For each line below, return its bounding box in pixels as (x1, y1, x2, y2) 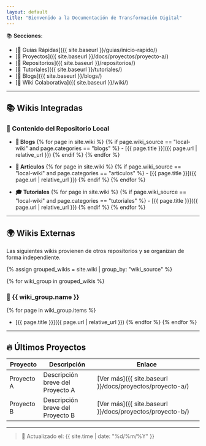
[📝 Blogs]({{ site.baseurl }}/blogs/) (15, 72, 102, 80)
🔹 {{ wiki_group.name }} (6, 292, 80, 301)
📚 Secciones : (6, 32, 43, 39)
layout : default (6, 9, 48, 15)
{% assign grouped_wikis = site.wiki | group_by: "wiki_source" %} (6, 266, 173, 273)
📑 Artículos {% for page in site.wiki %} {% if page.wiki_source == (15, 163, 182, 170)
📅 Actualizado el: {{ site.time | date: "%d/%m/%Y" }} (21, 433, 154, 440)
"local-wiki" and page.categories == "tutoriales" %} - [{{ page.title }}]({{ (15, 197, 198, 205)
